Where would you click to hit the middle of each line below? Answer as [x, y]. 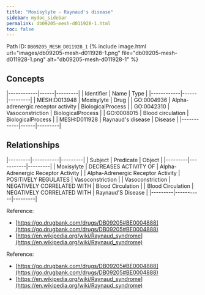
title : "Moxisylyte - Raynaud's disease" [60, 12]
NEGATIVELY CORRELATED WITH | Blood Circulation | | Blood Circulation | [100, 186]
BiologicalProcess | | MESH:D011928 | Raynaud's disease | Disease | [92, 119]
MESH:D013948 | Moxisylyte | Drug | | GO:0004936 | [103, 100]
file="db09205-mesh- [149, 53]
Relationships [33, 145]
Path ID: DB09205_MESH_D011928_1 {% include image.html [76, 47]
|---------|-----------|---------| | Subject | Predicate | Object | [84, 160]
